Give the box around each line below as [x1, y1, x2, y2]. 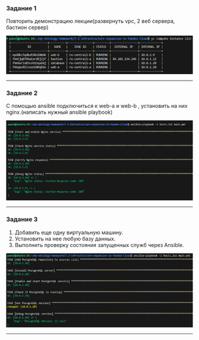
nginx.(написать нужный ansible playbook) [6, 108, 113, 116]
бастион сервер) [6, 24, 49, 31]
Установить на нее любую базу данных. [14, 235, 116, 242]
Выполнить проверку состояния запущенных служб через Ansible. [14, 241, 184, 248]
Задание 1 [6, 4, 37, 12]
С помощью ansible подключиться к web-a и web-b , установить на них [6, 102, 188, 110]
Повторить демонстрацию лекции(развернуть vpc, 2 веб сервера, [6, 18, 175, 25]
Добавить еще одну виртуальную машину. [14, 229, 123, 236]
